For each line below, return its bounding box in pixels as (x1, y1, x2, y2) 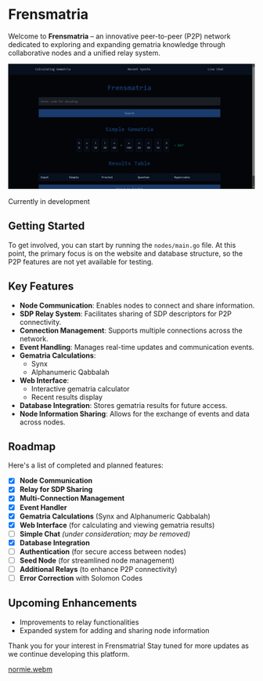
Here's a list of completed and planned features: (8, 461, 164, 470)
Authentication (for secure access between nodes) (19, 547, 186, 556)
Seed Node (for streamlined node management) (19, 555, 175, 565)
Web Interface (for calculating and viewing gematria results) (19, 520, 215, 530)
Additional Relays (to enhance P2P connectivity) (19, 564, 178, 574)
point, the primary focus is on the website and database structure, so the (8, 249, 243, 258)
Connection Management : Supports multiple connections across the (19, 326, 243, 335)
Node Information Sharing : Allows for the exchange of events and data (19, 409, 250, 418)
